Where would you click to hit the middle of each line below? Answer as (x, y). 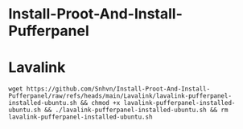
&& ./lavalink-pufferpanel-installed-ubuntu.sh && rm (136, 110)
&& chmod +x (100, 103)
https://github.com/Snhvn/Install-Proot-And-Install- (118, 89)
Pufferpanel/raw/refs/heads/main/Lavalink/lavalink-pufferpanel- (120, 96)
